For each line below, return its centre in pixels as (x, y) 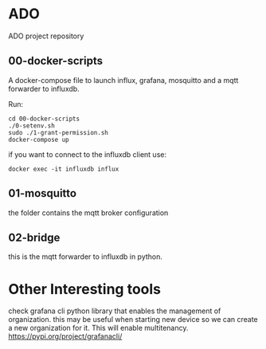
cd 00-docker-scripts (44, 119)
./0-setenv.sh (32, 125)
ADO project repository (46, 36)
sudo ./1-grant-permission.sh (59, 132)
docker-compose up (39, 139)
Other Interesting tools (85, 289)
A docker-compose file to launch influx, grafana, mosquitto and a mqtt (123, 80)
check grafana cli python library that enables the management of (115, 311)
